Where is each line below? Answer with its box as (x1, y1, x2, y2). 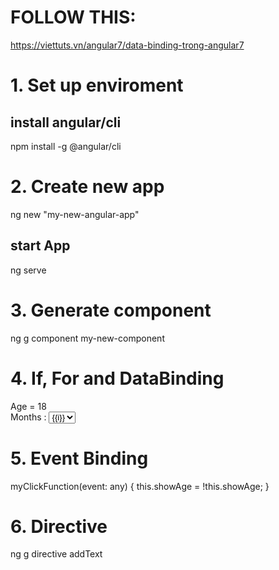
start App (10, 237, 71, 255)
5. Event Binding (10, 447, 149, 470)
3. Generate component (10, 299, 212, 321)
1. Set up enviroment (10, 74, 184, 97)
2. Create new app (10, 176, 165, 198)
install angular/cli (10, 114, 122, 131)
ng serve (10, 264, 47, 276)
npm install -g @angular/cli (10, 140, 122, 152)
